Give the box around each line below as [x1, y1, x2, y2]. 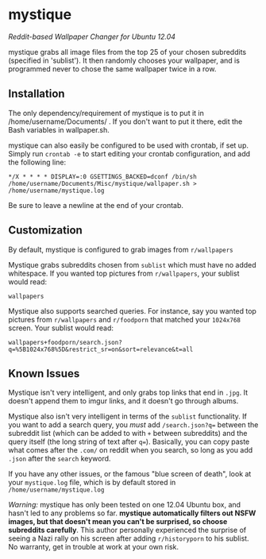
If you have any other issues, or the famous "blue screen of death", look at [8, 469, 252, 479]
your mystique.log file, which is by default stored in [8, 478, 176, 488]
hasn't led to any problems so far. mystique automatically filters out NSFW [8, 508, 256, 518]
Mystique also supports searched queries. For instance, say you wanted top [8, 306, 256, 315]
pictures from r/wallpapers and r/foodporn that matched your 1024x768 [8, 314, 241, 324]
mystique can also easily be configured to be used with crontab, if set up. [8, 141, 249, 150]
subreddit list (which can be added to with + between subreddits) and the [8, 429, 248, 438]
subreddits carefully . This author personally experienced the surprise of [8, 526, 247, 535]
